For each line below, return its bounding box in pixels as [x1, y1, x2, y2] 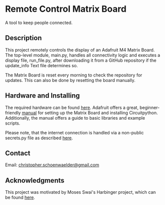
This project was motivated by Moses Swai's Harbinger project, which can [5, 189, 156, 195]
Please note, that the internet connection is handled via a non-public [5, 129, 144, 135]
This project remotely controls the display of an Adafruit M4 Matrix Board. [5, 47, 155, 52]
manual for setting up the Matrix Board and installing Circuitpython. [22, 109, 158, 116]
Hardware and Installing [5, 92, 80, 100]
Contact [5, 149, 31, 157]
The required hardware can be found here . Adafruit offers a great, [5, 104, 139, 110]
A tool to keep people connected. [5, 20, 73, 26]
